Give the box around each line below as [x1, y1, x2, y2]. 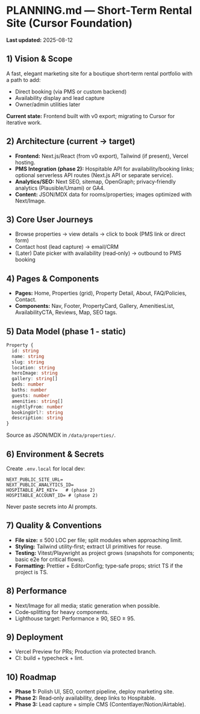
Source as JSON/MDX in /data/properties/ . [6, 431, 116, 439]
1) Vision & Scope [6, 54, 73, 64]
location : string [11, 365, 55, 371]
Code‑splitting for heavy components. [14, 608, 110, 615]
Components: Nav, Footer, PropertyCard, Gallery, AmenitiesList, [14, 302, 175, 310]
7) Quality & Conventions [6, 521, 102, 531]
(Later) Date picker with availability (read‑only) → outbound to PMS [14, 249, 182, 257]
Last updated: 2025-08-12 [6, 36, 73, 43]
